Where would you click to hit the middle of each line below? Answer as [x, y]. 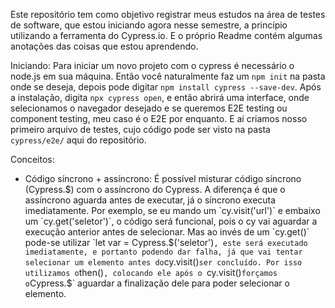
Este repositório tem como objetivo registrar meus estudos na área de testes [168, 14]
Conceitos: [32, 159]
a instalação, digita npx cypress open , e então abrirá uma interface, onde [160, 97]
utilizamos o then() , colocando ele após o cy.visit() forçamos [151, 272]
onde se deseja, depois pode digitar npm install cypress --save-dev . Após [166, 87]
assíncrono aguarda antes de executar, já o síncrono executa [150, 200]
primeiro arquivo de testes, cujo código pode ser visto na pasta [140, 129]
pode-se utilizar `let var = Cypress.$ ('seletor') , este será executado [166, 242]
